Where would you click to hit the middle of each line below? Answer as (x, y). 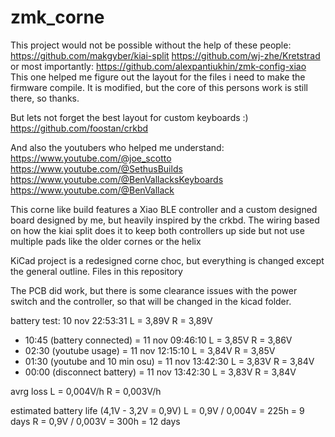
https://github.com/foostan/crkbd (79, 128)
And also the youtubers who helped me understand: (117, 147)
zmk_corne (57, 17)
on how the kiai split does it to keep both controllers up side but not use (157, 230)
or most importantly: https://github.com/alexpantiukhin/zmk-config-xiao (158, 66)
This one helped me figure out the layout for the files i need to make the (158, 77)
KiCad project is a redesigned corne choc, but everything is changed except (167, 260)
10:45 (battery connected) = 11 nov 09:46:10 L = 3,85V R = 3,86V (158, 340)
